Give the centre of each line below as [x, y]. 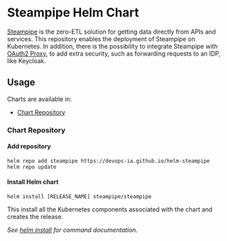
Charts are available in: [39, 99]
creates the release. [35, 217]
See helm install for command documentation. [73, 230]
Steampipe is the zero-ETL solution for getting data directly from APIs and [111, 32]
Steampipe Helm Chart [73, 13]
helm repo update [32, 167]
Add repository [29, 146]
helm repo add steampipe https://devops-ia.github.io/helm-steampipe [109, 161]
